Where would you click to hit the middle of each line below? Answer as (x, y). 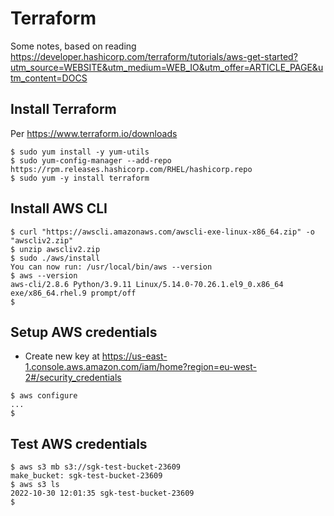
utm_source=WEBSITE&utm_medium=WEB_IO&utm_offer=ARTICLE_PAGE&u (167, 67)
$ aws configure (44, 396)
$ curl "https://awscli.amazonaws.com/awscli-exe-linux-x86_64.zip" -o (162, 232)
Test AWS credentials (79, 443)
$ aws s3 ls (35, 485)
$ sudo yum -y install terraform (80, 178)
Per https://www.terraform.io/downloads (94, 133)
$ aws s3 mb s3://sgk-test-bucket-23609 (96, 467)
